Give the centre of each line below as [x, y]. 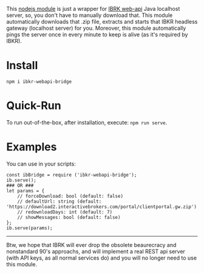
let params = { [25, 190]
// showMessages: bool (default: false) [69, 217]
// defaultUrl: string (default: [59, 201]
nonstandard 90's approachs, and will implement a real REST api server [96, 251]
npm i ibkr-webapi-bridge [39, 81]
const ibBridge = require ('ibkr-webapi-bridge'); [72, 175]
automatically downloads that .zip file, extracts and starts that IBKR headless [102, 22]
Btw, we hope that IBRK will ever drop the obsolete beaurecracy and [91, 244]
